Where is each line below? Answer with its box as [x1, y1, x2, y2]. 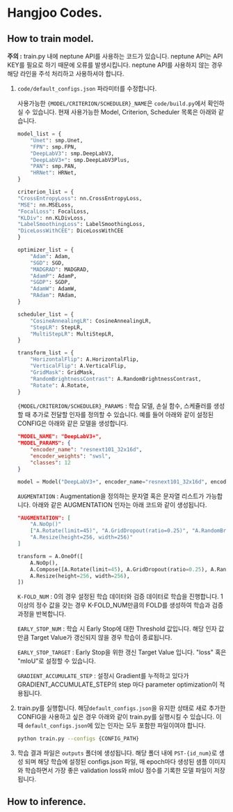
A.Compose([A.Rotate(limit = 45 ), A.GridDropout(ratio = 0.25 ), [30, 566, 208, 573]
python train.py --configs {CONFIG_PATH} [17, 735, 140, 742]
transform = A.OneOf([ [17, 552, 83, 559]
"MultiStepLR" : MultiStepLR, [30, 330, 115, 338]
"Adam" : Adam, [30, 253, 71, 260]
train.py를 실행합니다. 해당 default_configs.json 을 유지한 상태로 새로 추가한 [17, 704, 226, 712]
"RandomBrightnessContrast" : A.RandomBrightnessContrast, [30, 375, 202, 382]
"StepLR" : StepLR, [30, 324, 83, 331]
